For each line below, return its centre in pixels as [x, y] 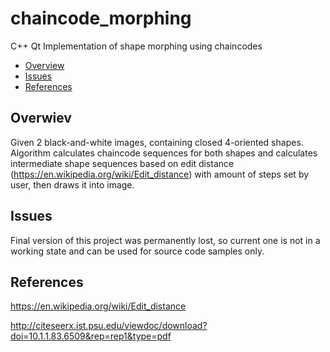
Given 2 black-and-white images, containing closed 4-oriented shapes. [157, 142]
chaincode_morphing [101, 18]
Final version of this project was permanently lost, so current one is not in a [165, 240]
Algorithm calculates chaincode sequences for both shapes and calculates [164, 153]
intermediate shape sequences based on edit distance [122, 163]
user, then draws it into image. [72, 184]
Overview [44, 65]
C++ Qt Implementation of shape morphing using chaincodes [136, 46]
